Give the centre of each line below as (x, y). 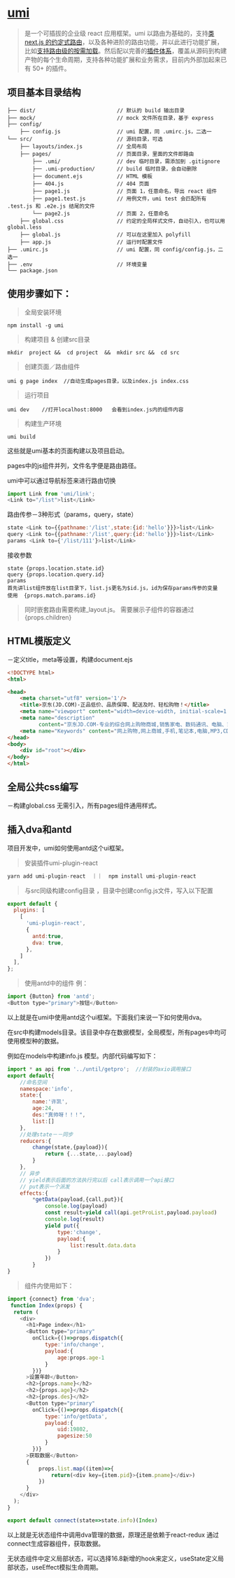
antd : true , (48, 936)
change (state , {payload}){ (70, 1148)
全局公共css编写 (43, 787)
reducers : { (36, 1141)
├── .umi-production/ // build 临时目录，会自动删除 (115, 169)
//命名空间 (34, 1082)
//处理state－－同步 (47, 1135)
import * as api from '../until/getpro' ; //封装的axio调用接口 (99, 1069)
